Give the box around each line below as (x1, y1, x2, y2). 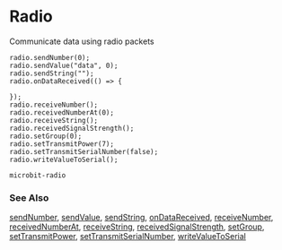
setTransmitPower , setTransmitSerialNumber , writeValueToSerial (9, 231, 247, 242)
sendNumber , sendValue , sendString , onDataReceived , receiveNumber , (9, 212, 274, 223)
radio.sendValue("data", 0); (9, 61, 119, 70)
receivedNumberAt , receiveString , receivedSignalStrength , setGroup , (9, 221, 265, 232)
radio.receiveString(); (9, 116, 99, 125)
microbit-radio (9, 170, 66, 180)
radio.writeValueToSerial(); (9, 155, 119, 164)
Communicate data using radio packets (9, 36, 154, 47)
